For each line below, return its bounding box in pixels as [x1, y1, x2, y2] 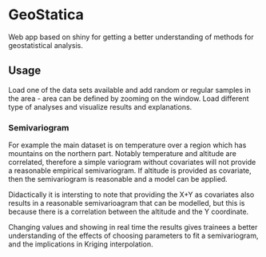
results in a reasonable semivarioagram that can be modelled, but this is [8, 199, 245, 208]
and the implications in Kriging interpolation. [8, 239, 153, 249]
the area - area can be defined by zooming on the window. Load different [8, 94, 249, 103]
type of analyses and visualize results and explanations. [8, 102, 193, 111]
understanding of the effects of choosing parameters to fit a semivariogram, [8, 231, 259, 241]
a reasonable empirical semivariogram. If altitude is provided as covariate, [8, 166, 252, 175]
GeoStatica [8, 6, 84, 24]
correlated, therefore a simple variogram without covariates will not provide [8, 158, 256, 167]
